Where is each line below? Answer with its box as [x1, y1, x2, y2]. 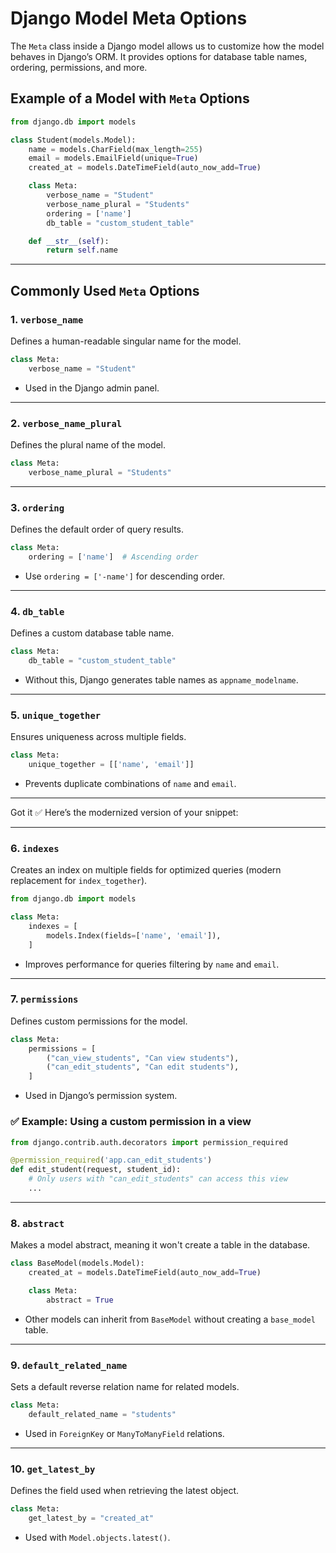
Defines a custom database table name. [10, 627, 175, 639]
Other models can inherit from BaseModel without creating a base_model [24, 1313, 316, 1325]
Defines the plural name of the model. [10, 438, 167, 451]
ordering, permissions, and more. [10, 61, 148, 73]
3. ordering [10, 500, 65, 514]
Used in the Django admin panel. [24, 382, 160, 394]
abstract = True [46, 1295, 114, 1305]
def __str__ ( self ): [28, 236, 110, 246]
